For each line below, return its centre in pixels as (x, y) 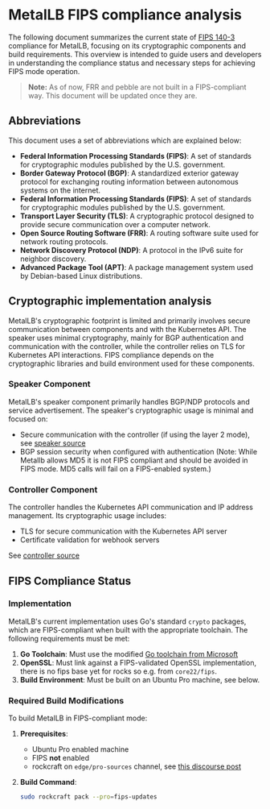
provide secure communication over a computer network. (115, 224)
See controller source (44, 556)
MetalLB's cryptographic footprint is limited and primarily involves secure (129, 321)
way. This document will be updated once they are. (112, 95)
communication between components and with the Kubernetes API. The (127, 329)
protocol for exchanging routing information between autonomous (129, 181)
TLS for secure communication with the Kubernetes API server (123, 531)
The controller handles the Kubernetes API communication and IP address (131, 507)
